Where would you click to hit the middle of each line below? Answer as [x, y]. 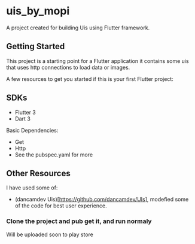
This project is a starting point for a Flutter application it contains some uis [98, 61]
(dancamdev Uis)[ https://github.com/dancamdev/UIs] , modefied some [102, 200]
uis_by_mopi [38, 11]
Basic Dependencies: [32, 130]
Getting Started [36, 46]
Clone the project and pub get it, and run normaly [79, 221]
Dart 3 [23, 119]
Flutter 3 [25, 112]
